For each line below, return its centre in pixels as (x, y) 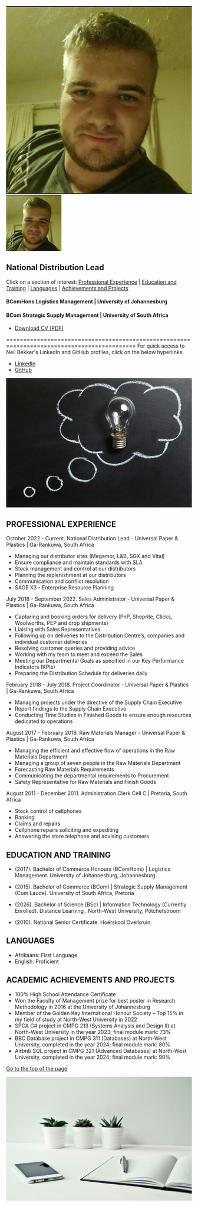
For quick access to (161, 346)
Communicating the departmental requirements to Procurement (92, 776)
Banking (25, 818)
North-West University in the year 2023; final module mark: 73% (93, 1032)
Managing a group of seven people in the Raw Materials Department (98, 763)
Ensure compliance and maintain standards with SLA (78, 563)
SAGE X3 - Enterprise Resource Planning (64, 588)
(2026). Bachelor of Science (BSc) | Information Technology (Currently (100, 904)
